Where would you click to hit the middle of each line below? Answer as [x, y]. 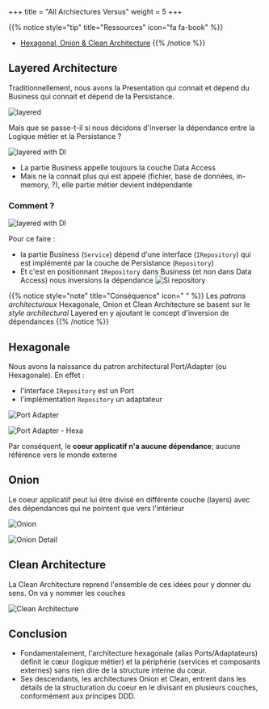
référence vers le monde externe [63, 455]
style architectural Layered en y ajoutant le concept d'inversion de [119, 313]
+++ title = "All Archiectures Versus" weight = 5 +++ [95, 12]
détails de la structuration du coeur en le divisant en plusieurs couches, [139, 688]
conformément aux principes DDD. [78, 696]
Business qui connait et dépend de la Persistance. [92, 96]
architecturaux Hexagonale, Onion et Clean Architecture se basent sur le [129, 304]
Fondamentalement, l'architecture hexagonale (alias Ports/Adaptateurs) [139, 653]
